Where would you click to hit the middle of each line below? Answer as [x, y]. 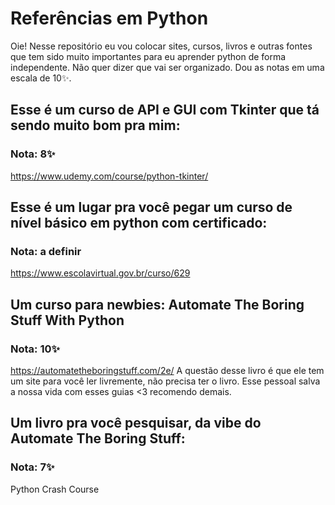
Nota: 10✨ [35, 349]
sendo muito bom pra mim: [95, 125]
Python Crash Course [55, 489]
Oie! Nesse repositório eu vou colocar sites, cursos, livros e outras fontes [161, 46]
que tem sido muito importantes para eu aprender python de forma [148, 56]
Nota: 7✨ [32, 467]
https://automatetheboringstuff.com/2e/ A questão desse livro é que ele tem [167, 370]
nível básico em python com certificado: [139, 223]
